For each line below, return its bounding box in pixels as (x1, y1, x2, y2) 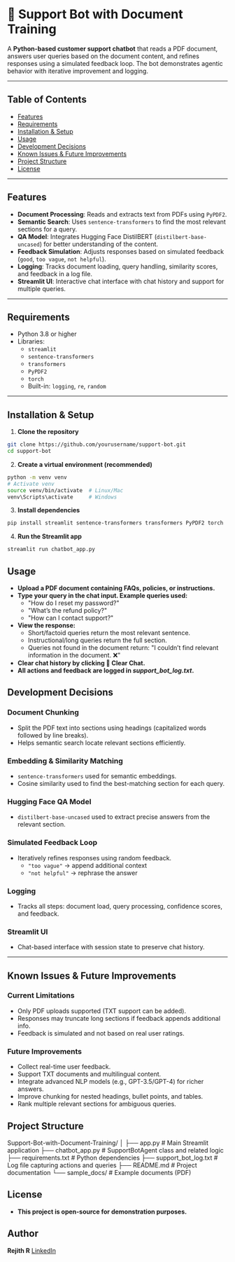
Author (7, 1228, 38, 1240)
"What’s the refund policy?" (27, 606, 107, 614)
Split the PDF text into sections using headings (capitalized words (17, 724, 206, 732)
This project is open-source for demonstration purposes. (17, 1207, 187, 1216)
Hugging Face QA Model (7, 796, 92, 806)
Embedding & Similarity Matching (7, 756, 124, 766)
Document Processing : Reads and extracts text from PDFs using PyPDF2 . (17, 210, 227, 218)
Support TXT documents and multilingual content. (17, 1070, 162, 1078)
